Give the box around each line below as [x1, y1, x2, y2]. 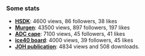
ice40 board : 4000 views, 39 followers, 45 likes [14, 37, 134, 44]
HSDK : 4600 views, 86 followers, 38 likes [14, 18, 118, 25]
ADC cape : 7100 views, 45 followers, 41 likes [14, 30, 125, 38]
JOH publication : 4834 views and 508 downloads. [14, 43, 140, 50]
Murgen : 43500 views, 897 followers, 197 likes [14, 24, 130, 31]
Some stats [6, 4, 40, 13]
